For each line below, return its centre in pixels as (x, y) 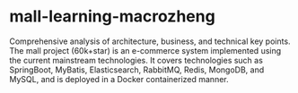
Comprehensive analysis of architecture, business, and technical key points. (150, 41)
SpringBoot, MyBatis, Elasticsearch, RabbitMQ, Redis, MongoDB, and (137, 70)
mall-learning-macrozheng (112, 17)
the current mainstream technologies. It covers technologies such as (136, 60)
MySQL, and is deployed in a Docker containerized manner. (119, 79)
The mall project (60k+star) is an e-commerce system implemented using (145, 50)
